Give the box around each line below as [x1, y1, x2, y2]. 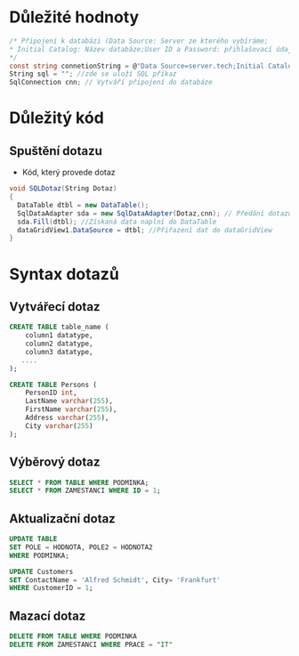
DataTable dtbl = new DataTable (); [17, 200, 149, 209]
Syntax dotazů [9, 263, 120, 284]
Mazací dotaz [9, 608, 86, 623]
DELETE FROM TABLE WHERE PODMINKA [9, 632, 138, 641]
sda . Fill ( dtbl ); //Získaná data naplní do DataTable [17, 217, 217, 226]
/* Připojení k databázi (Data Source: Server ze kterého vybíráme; [9, 36, 269, 45]
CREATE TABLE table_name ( [9, 323, 109, 332]
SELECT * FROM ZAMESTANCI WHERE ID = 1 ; [9, 486, 162, 496]
